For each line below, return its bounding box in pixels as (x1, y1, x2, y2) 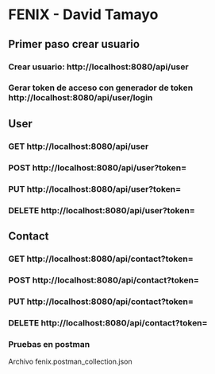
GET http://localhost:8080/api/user (8, 141, 149, 152)
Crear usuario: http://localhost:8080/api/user (8, 61, 189, 72)
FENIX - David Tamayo (8, 6, 159, 24)
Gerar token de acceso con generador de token (8, 82, 194, 93)
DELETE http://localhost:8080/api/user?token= (8, 205, 196, 216)
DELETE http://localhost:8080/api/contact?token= (8, 317, 208, 328)
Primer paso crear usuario (8, 37, 140, 51)
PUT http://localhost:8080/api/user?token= (8, 183, 182, 194)
